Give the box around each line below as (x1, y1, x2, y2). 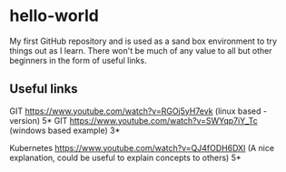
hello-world (9, 5, 100, 26)
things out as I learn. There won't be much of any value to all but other (9, 45, 272, 56)
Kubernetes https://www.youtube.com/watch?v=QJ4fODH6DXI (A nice (9, 142, 275, 153)
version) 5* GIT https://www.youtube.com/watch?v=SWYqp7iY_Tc (9, 115, 258, 126)
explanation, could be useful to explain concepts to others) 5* (9, 152, 242, 163)
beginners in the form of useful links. (9, 55, 147, 66)
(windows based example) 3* (9, 125, 121, 136)
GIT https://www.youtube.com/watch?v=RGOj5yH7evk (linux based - (9, 106, 268, 116)
